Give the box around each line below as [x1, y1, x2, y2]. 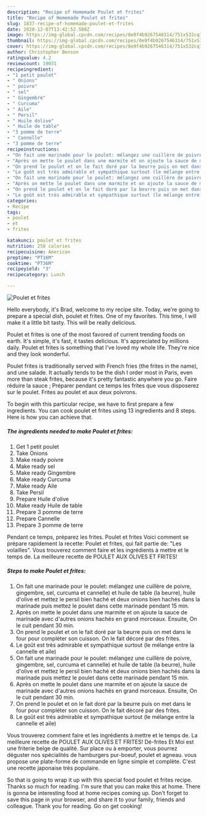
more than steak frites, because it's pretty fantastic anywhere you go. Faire [7, 376, 197, 382]
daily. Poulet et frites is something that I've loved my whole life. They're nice [7, 344, 200, 351]
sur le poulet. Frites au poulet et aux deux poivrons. [7, 389, 138, 395]
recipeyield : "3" [7, 266, 52, 272]
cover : [7, 44, 24, 50]
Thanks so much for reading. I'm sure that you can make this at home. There [7, 782, 201, 790]
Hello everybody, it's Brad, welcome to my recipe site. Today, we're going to [7, 306, 200, 313]
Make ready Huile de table [15, 502, 83, 509]
